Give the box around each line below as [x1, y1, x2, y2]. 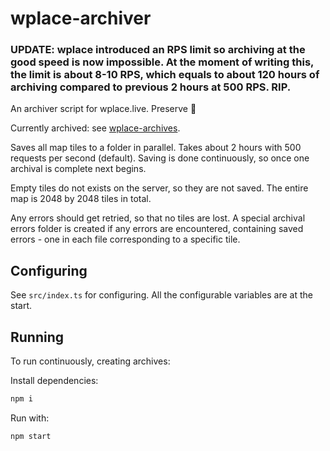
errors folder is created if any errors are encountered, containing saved [10, 223, 304, 235]
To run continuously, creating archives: [10, 355, 171, 367]
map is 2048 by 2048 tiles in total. [10, 193, 152, 205]
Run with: [10, 412, 50, 424]
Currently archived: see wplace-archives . [10, 122, 181, 134]
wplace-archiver [10, 7, 152, 30]
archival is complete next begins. [10, 163, 147, 175]
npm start [10, 431, 52, 441]
